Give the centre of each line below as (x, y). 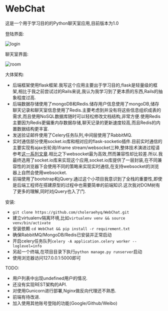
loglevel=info (27, 246)
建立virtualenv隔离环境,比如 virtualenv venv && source (69, 217)
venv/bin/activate (31, 223)
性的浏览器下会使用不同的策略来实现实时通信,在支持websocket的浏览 (88, 166)
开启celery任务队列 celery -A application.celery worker (71, 241)
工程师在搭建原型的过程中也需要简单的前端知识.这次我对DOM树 (91, 185)
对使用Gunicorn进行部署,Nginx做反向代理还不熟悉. (64, 290)
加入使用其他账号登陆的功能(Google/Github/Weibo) (65, 303)
